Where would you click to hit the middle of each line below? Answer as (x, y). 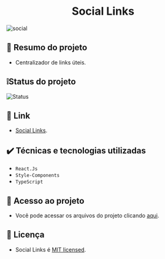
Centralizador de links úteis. (51, 62)
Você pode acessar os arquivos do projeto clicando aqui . (87, 215)
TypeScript (29, 182)
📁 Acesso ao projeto (45, 201)
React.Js (26, 169)
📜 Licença (25, 235)
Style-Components (37, 176)
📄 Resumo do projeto (47, 48)
